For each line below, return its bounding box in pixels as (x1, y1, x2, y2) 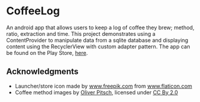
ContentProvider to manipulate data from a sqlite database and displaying (6, 36, 189, 44)
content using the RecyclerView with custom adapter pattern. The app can (6, 43, 190, 50)
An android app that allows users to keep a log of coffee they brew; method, (6, 24, 195, 31)
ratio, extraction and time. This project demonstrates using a (6, 30, 156, 37)
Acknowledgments (6, 67, 79, 77)
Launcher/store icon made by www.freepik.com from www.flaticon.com (14, 82, 192, 89)
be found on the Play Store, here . (6, 49, 88, 56)
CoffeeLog (6, 4, 60, 18)
